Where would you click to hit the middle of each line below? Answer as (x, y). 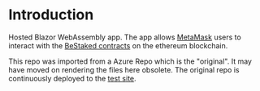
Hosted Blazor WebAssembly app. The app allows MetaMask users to (125, 37)
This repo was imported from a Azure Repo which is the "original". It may (130, 61)
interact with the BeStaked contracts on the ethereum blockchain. (118, 45)
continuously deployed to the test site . (72, 78)
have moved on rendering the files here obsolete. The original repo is (124, 69)
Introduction (51, 15)
